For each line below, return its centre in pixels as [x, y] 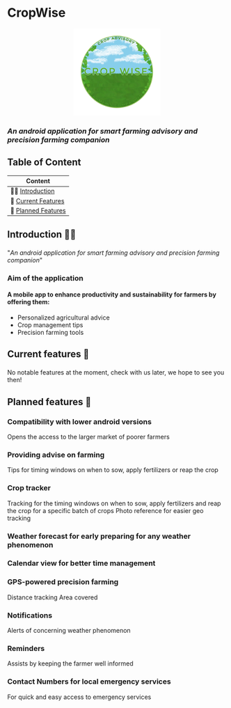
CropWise [37, 13]
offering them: [29, 302]
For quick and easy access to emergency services [79, 697]
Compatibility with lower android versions [79, 421]
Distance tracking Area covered [53, 597]
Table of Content [44, 163]
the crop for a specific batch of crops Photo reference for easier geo [105, 510]
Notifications [30, 615]
